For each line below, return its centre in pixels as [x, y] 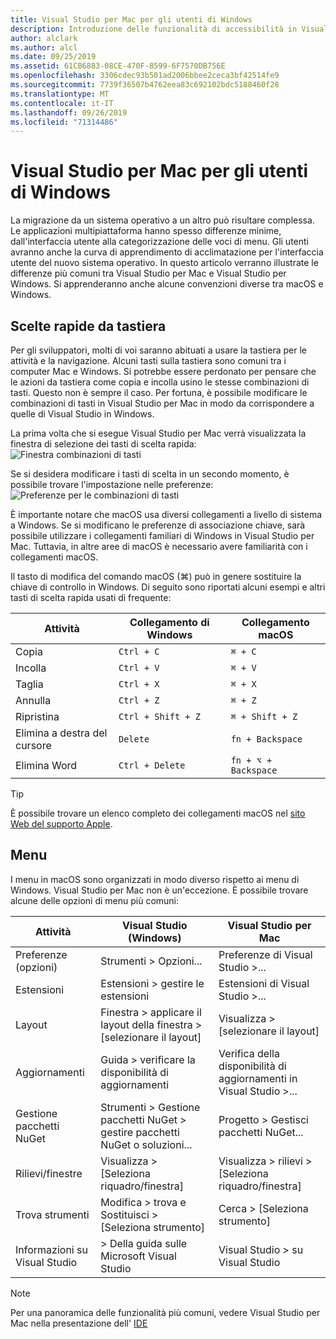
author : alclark [44, 38]
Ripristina [37, 716]
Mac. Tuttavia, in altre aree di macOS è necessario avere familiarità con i [159, 546]
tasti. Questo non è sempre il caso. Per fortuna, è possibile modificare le [159, 392]
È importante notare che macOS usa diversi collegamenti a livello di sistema [166, 514]
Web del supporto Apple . [61, 824]
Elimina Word [46, 765]
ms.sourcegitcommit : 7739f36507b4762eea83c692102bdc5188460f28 [145, 85]
